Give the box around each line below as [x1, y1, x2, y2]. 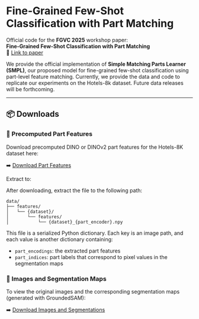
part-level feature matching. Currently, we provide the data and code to [6, 73, 181, 80]
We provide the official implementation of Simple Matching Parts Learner [6, 60, 187, 68]
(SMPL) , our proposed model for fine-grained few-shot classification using [6, 66, 189, 74]
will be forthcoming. [6, 85, 55, 92]
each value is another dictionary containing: [6, 235, 114, 243]
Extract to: [6, 175, 31, 182]
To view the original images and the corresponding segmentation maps [6, 288, 180, 295]
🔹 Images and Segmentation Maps [6, 275, 107, 283]
